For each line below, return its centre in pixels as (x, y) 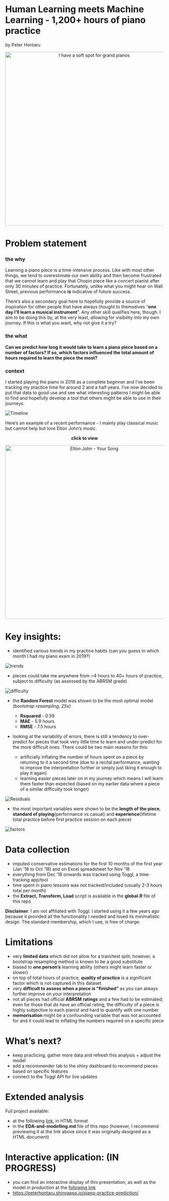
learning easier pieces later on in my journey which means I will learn (92, 778)
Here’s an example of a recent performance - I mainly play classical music (82, 423)
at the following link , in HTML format (50, 1121)
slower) (20, 972)
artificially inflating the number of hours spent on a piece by (82, 757)
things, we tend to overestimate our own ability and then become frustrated (83, 275)
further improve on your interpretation (52, 994)
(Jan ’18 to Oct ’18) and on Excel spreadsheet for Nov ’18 (71, 869)
